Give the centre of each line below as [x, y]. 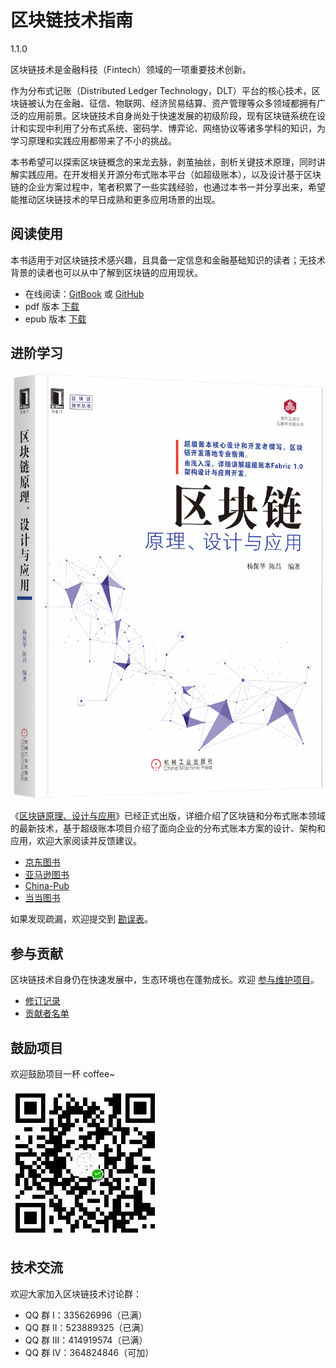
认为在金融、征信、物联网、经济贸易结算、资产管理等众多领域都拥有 [176, 103]
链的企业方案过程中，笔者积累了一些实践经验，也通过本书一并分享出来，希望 [168, 187]
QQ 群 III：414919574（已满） [86, 1340]
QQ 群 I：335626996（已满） [86, 1315]
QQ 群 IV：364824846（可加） [89, 1352]
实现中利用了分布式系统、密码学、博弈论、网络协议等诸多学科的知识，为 [176, 128]
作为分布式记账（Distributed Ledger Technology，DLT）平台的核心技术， [161, 90]
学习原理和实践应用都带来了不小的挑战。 [93, 140]
